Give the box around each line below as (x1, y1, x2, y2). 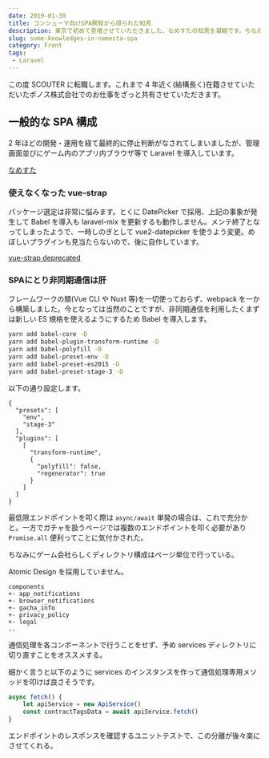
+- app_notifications (8, 590, 81, 598)
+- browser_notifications (8, 597, 94, 605)
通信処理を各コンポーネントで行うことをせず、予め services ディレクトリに (8, 639, 257, 650)
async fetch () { (8, 693, 62, 701)
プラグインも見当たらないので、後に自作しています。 (29, 237, 204, 246)
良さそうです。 (50, 677, 99, 687)
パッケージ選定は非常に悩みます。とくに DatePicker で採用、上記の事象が (8, 206, 251, 217)
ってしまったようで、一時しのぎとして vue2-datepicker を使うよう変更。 (8, 226, 248, 237)
